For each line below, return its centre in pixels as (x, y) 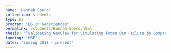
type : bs (15, 19)
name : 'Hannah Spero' (28, 10)
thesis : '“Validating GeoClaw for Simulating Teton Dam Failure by (78, 33)
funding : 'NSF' (21, 38)
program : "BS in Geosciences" (37, 24)
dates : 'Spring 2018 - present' (39, 43)
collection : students (28, 15)
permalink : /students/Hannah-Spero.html (49, 29)
